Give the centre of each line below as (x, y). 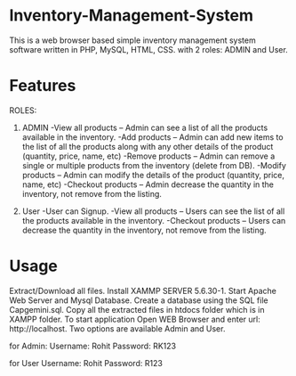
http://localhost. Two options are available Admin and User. (117, 328)
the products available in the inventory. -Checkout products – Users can (154, 220)
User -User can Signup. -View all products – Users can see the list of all (153, 211)
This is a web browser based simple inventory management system (132, 40)
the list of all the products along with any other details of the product (148, 146)
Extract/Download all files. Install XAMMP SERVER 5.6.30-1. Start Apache (143, 290)
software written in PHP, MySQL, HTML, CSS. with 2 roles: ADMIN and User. (149, 49)
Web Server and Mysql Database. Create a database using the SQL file (139, 300)
